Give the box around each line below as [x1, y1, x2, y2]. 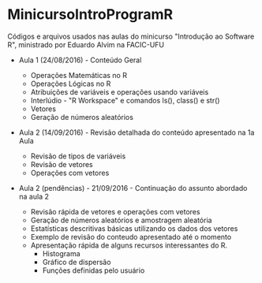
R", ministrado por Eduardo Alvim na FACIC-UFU [7, 39, 165, 49]
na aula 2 [18, 192, 49, 201]
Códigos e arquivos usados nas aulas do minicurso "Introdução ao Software [7, 32, 255, 41]
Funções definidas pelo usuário [42, 266, 145, 275]
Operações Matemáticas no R [30, 70, 128, 80]
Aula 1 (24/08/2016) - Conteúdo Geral [18, 55, 142, 65]
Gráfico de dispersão [42, 257, 111, 266]
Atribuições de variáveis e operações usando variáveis [30, 87, 209, 96]
